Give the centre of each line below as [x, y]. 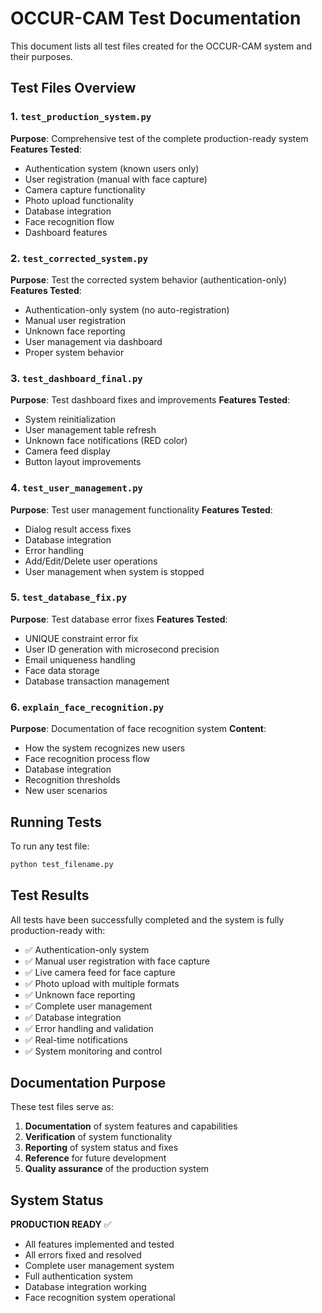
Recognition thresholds [72, 780]
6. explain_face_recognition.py [87, 707]
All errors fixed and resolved [83, 1255]
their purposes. [41, 56]
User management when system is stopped [114, 571]
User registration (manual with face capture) [116, 179]
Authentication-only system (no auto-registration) [127, 309]
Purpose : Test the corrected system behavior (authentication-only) [148, 279]
